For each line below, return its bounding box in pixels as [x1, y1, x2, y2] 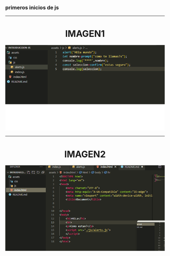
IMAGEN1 [65, 28, 105, 39]
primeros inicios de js [5, 4, 59, 11]
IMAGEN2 [64, 148, 106, 160]
